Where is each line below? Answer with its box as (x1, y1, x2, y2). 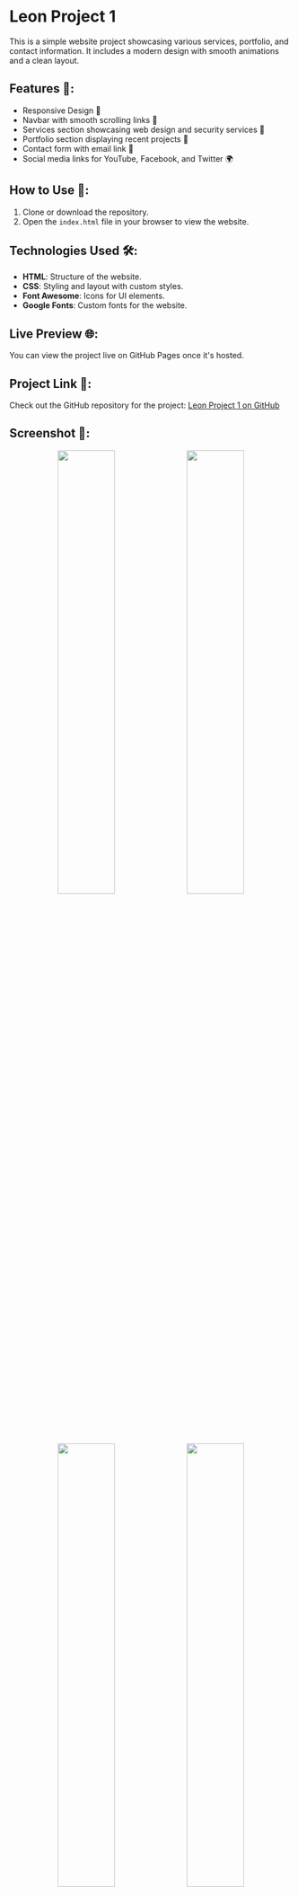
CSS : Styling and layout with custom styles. (22, 281, 184, 292)
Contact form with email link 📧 (22, 143, 135, 154)
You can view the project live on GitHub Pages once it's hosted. (9, 350, 244, 361)
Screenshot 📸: (9, 426, 91, 441)
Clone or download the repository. (22, 207, 150, 217)
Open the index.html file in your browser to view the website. (22, 216, 250, 226)
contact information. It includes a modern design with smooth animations (9, 45, 280, 56)
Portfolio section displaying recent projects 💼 (22, 133, 188, 145)
